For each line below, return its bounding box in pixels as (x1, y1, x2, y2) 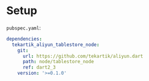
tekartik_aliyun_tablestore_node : (12, 41, 100, 48)
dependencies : (6, 36, 43, 42)
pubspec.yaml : (6, 24, 41, 31)
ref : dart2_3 (22, 64, 56, 71)
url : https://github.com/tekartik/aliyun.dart (22, 53, 144, 59)
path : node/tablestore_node (22, 59, 95, 65)
